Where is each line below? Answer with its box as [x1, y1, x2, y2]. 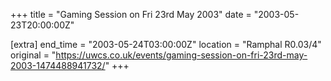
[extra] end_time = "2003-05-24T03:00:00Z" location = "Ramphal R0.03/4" [10, 39, 322, 50]
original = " [10, 49, 57, 61]
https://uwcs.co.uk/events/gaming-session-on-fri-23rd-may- [55, 49, 308, 61]
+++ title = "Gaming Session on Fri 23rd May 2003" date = [10, 9, 252, 20]
